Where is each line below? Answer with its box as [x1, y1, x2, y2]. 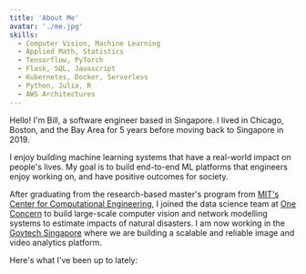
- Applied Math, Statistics [17, 47, 125, 56]
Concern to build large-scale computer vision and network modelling [9, 208, 268, 218]
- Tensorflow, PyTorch [17, 56, 104, 65]
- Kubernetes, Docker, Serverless [17, 73, 148, 82]
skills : [9, 30, 39, 39]
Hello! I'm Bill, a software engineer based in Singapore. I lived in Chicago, [9, 115, 284, 126]
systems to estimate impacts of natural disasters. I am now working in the [9, 218, 285, 228]
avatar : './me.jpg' [9, 22, 84, 31]
